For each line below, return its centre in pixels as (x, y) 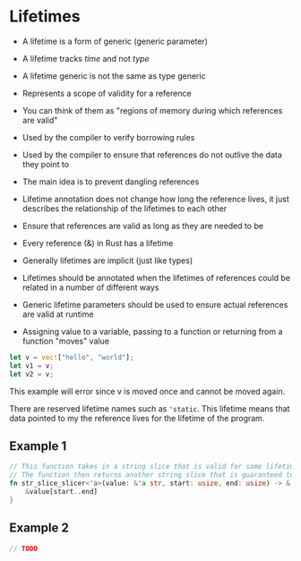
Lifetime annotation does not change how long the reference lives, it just (155, 199)
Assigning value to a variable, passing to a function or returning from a (152, 331)
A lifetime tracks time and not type (86, 58)
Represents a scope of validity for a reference (107, 93)
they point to (46, 164)
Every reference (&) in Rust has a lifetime (98, 242)
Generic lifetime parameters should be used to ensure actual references (155, 304)
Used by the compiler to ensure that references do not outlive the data (152, 155)
